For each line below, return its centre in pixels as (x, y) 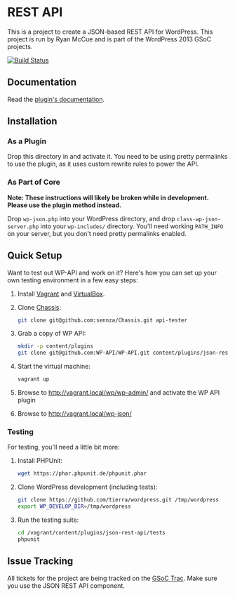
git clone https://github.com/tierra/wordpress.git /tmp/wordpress (118, 500)
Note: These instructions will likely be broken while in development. (108, 197)
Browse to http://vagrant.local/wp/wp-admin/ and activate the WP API (119, 393)
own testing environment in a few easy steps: (73, 280)
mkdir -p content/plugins (55, 346)
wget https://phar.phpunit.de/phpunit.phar (82, 474)
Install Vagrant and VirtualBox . (61, 294)
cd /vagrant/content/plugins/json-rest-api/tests (92, 532)
